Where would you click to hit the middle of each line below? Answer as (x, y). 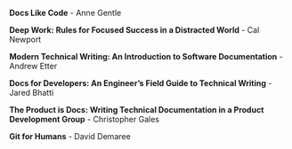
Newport (25, 39)
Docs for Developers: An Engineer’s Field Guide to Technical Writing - (141, 83)
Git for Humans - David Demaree (70, 136)
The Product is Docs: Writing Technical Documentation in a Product (137, 110)
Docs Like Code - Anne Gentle (65, 13)
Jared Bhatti (32, 93)
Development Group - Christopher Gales (85, 119)
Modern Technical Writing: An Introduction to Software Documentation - (146, 56)
